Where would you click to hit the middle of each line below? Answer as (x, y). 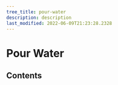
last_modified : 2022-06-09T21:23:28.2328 (59, 23)
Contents (24, 76)
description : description (39, 18)
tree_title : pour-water (36, 12)
